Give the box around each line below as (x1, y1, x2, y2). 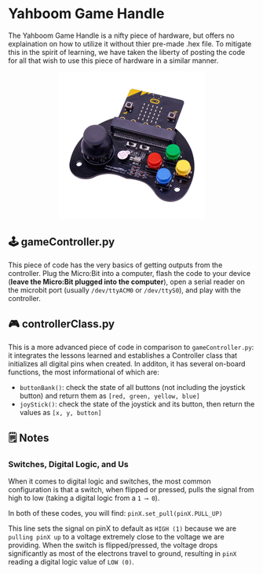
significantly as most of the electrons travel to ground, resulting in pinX (8, 549, 237, 558)
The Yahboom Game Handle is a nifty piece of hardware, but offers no (8, 31, 236, 40)
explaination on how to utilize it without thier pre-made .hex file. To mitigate (8, 39, 252, 48)
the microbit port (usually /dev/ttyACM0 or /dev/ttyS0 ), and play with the (8, 285, 241, 295)
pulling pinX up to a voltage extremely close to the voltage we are (8, 532, 225, 542)
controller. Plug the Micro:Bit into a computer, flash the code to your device (8, 268, 251, 278)
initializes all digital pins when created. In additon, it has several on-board (8, 359, 246, 368)
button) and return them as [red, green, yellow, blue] (19, 391, 200, 400)
